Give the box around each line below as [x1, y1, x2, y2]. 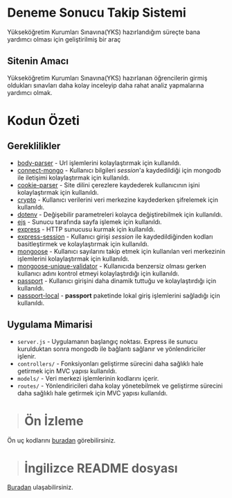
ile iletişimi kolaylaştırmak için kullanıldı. [17, 173, 130, 182]
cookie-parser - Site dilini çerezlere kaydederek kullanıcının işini [17, 180, 200, 189]
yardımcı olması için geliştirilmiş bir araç [7, 35, 121, 43]
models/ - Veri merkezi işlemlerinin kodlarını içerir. [17, 374, 159, 382]
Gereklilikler [7, 140, 61, 152]
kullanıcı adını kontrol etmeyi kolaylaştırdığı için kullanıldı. [17, 269, 180, 277]
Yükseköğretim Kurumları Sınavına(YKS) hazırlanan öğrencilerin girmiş [7, 74, 208, 82]
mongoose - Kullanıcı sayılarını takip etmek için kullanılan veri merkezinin [17, 247, 226, 255]
